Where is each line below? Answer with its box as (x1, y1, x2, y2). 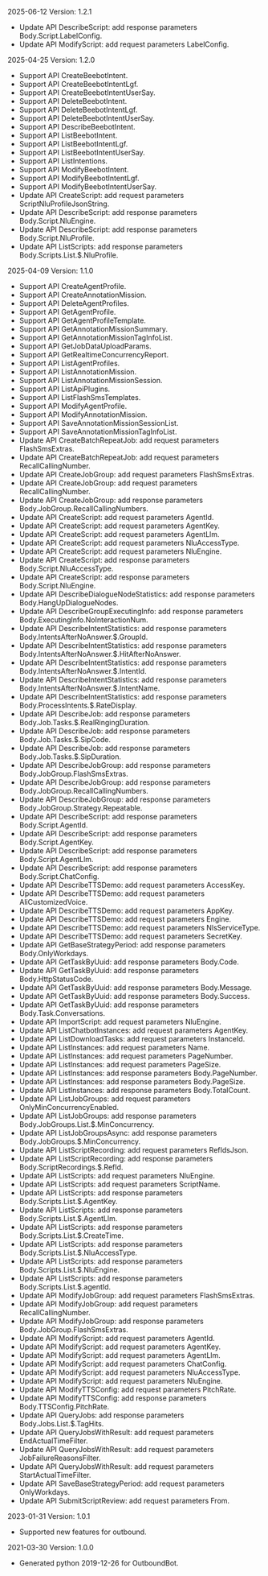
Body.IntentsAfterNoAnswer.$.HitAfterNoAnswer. (18, 650, 181, 658)
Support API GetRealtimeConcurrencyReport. (18, 350, 169, 359)
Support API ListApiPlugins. (18, 384, 111, 394)
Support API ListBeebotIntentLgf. (18, 139, 128, 148)
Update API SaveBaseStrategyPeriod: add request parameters (18, 1479, 225, 1488)
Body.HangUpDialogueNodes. (18, 598, 119, 607)
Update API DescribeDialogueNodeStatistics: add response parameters (18, 589, 255, 599)
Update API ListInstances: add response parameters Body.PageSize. (18, 1077, 246, 1086)
